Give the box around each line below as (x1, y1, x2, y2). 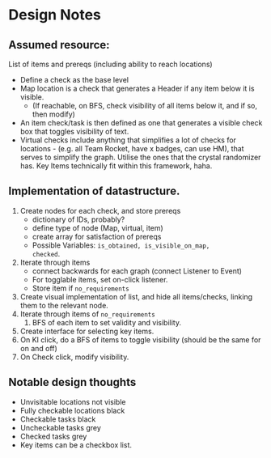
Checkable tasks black (19, 414, 96, 424)
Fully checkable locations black (19, 405, 125, 415)
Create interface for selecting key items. (19, 326, 155, 336)
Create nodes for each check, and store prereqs (19, 206, 181, 215)
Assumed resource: (8, 38, 111, 52)
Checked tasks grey (19, 431, 87, 441)
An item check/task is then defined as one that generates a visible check (19, 118, 263, 127)
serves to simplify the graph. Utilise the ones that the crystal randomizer (19, 152, 261, 162)
